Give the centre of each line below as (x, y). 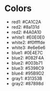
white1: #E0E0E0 (28, 37)
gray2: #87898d (27, 83)
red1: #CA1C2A (26, 22)
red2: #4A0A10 (26, 32)
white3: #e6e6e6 (28, 47)
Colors (18, 8)
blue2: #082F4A (28, 58)
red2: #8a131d (25, 27)
